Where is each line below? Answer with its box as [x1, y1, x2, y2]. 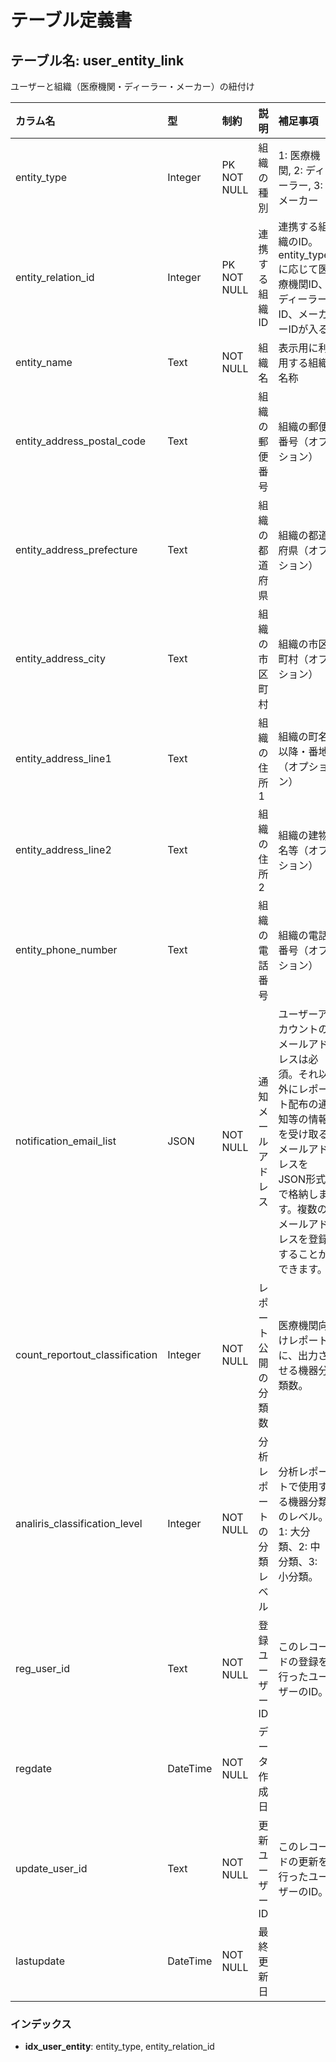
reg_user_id [15, 1662, 70, 1675]
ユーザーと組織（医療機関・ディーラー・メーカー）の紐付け [10, 81, 255, 92]
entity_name [15, 356, 73, 369]
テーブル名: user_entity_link [10, 52, 185, 69]
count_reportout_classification [15, 1348, 158, 1361]
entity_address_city [15, 652, 106, 665]
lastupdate [15, 1954, 65, 1968]
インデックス [10, 2017, 72, 2031]
